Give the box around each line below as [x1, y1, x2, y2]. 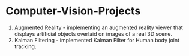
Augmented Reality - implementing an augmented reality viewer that [14, 24, 184, 31]
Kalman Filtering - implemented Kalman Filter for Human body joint [14, 36, 180, 43]
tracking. [14, 43, 37, 50]
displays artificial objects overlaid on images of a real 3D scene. [14, 30, 172, 37]
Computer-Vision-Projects [5, 4, 141, 18]
